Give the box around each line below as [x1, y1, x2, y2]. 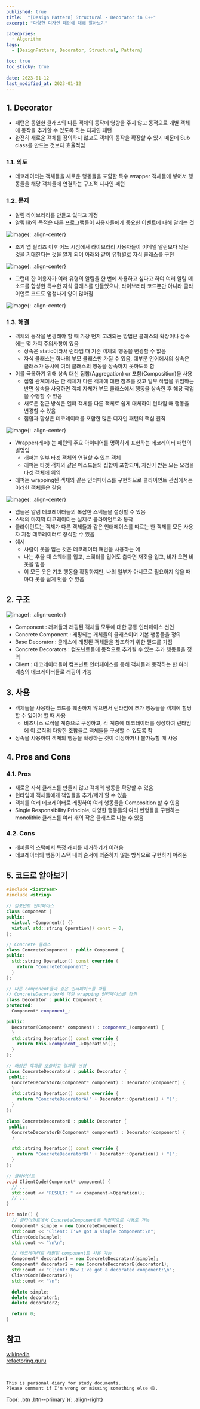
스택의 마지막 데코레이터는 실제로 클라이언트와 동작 [14, 516, 133, 523]
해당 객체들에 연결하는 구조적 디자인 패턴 [30, 180, 125, 187]
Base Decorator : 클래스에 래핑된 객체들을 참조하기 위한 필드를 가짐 [14, 638, 173, 645]
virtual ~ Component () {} [11, 919, 73, 926]
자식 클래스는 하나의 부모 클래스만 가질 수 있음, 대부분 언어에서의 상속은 [23, 355, 190, 362]
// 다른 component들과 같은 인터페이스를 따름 [6, 986, 106, 992]
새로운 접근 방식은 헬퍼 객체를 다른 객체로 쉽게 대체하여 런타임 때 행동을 [23, 399, 190, 407]
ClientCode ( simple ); [11, 1234, 63, 1240]
